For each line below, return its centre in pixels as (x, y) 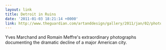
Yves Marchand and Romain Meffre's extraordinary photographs (71, 37)
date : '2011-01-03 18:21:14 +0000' (42, 19)
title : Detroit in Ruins (31, 14)
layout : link (19, 10)
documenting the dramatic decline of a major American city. (66, 43)
